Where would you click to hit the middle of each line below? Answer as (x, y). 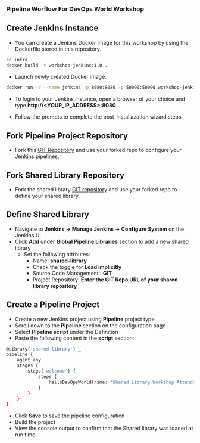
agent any (29, 360)
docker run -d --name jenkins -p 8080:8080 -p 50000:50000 (81, 88)
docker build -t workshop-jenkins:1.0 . (57, 65)
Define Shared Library (48, 214)
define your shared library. (47, 196)
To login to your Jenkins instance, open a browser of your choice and (100, 99)
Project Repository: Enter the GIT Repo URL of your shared (105, 280)
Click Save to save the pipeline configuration (70, 416)
